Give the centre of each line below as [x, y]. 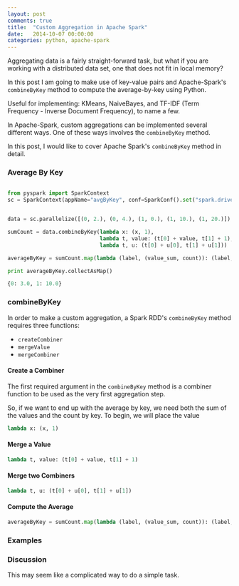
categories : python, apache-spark [59, 41]
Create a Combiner [36, 371]
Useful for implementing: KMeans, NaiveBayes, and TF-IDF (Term [103, 103]
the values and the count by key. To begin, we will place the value [103, 415]
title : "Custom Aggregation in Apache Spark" [78, 27]
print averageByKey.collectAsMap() [60, 271]
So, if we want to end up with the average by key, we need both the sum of [117, 408]
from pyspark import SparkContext [59, 193]
